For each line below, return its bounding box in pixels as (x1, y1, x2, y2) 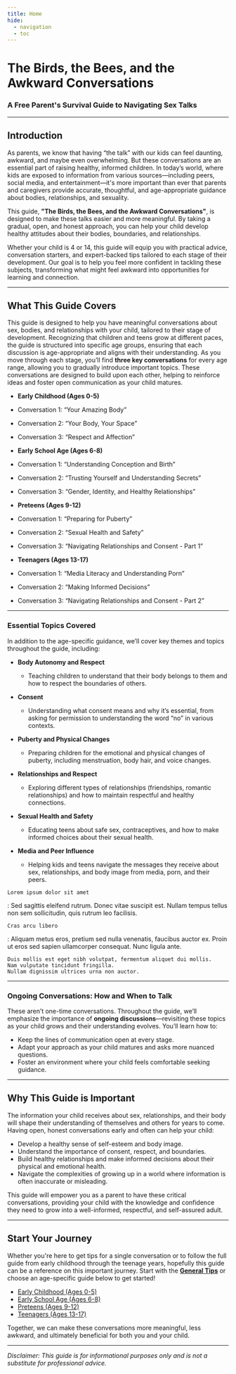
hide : (7, 17, 23, 24)
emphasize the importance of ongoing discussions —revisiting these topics (7, 1014, 226, 1023)
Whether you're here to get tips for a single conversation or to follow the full (7, 1251, 227, 1260)
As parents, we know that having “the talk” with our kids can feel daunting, (7, 149, 223, 157)
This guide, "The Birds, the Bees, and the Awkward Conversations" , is (7, 207, 215, 215)
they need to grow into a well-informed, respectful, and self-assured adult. (7, 1205, 223, 1214)
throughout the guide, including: (7, 644, 100, 653)
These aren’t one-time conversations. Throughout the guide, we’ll (7, 1007, 197, 1015)
